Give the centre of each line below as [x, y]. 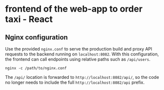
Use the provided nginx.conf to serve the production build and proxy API [79, 49]
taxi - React [29, 19]
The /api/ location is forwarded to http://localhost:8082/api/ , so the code [82, 77]
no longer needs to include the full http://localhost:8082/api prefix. [75, 82]
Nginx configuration [36, 37]
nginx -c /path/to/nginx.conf [36, 68]
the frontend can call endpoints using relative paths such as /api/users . [78, 59]
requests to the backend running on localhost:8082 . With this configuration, [82, 54]
